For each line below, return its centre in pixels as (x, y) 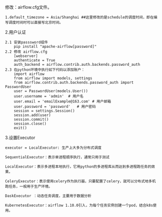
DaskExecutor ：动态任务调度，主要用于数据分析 (48, 196)
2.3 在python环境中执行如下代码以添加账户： (45, 70)
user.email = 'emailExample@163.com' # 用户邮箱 (63, 101)
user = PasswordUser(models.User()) (51, 91)
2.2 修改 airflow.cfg (26, 52)
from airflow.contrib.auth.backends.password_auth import (74, 82)
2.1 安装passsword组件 (27, 42)
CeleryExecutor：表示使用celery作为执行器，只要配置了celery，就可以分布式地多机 (81, 181)
